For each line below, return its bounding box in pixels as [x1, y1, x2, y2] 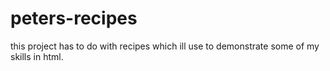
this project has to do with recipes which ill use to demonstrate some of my [10, 40, 320, 52]
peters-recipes [10, 7, 138, 30]
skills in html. [10, 50, 64, 62]
